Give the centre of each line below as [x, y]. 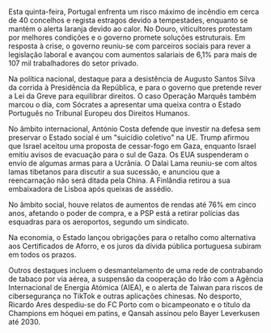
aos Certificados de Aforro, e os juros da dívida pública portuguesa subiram [135, 246]
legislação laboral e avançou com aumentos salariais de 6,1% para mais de [133, 55]
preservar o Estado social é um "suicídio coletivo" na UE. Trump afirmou [129, 137]
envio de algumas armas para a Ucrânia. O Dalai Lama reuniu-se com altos [133, 163]
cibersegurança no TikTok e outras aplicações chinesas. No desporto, [125, 296]
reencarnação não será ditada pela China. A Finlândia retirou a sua [119, 180]
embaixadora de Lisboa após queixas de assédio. [91, 189]
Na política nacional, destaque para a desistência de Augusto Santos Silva [132, 79]
